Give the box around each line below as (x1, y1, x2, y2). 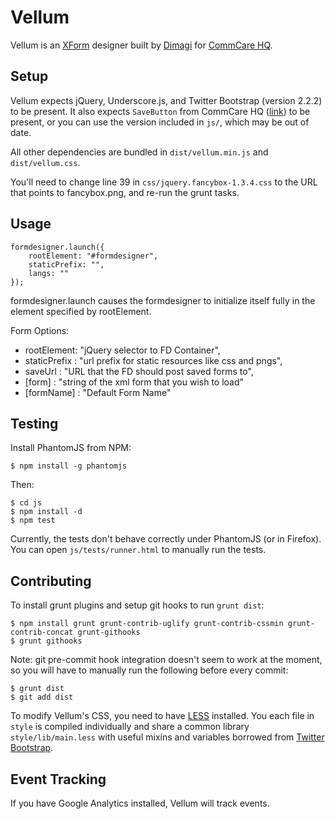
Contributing (10, 572, 92, 590)
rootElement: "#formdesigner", (28, 251, 159, 261)
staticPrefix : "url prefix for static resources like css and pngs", (24, 354, 283, 366)
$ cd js (10, 498, 43, 508)
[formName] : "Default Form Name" (24, 386, 172, 398)
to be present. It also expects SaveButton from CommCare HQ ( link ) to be (10, 105, 311, 117)
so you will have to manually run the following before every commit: (10, 664, 289, 676)
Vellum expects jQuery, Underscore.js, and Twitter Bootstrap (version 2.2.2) (10, 94, 323, 106)
